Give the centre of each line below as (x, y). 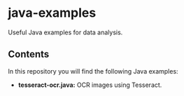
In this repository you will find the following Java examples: (93, 71)
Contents (29, 54)
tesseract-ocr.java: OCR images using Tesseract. (90, 85)
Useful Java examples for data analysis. (65, 32)
